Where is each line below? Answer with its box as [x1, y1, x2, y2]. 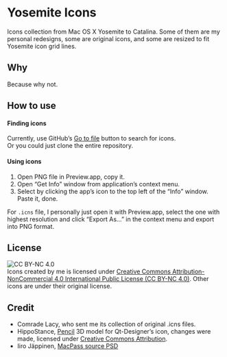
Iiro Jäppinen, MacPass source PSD [16, 342, 119, 350]
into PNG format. [7, 222, 55, 230]
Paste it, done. [16, 194, 58, 203]
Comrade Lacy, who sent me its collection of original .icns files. [16, 320, 196, 328]
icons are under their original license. [7, 282, 112, 291]
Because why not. [7, 80, 58, 88]
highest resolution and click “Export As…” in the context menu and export [7, 214, 215, 223]
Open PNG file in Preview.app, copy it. [16, 173, 125, 181]
